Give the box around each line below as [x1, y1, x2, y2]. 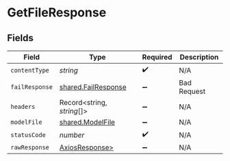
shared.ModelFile [59, 118, 115, 127]
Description [179, 53, 219, 62]
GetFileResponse [7, 5, 107, 21]
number [59, 130, 85, 140]
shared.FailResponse [59, 82, 127, 92]
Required [142, 53, 172, 62]
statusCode [10, 131, 46, 138]
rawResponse [10, 144, 50, 151]
